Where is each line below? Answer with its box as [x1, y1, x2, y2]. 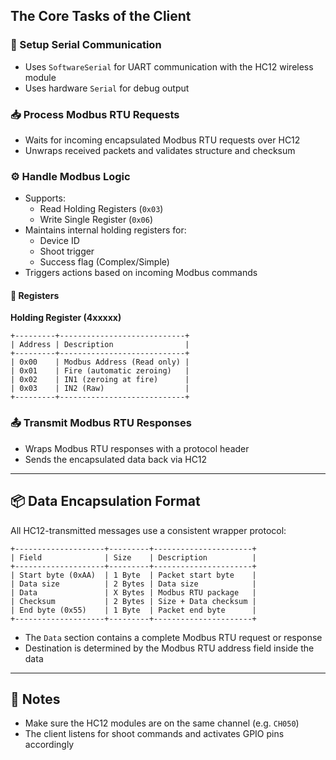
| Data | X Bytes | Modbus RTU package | [10, 587, 257, 598]
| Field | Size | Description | [10, 552, 257, 563]
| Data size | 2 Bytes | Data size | [10, 579, 257, 589]
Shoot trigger [39, 245, 95, 258]
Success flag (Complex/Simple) [39, 256, 170, 268]
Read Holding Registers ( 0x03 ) [39, 203, 164, 215]
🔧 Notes [10, 690, 61, 708]
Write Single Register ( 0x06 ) [39, 214, 153, 226]
